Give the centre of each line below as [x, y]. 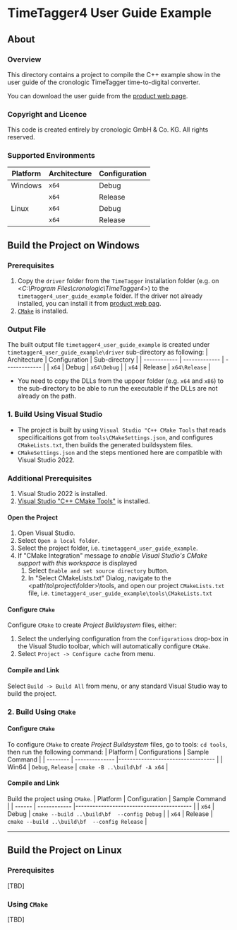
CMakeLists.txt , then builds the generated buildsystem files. [105, 444]
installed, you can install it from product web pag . [89, 304]
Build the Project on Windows [73, 245]
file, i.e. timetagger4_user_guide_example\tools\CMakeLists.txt [120, 593]
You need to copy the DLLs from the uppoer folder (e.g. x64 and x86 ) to [121, 381]
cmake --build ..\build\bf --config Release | [77, 821]
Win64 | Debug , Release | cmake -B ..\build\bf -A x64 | [88, 767]
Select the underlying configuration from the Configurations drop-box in [123, 639]
